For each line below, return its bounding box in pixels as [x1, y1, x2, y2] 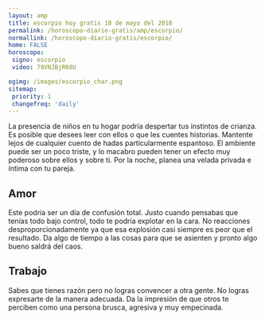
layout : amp [8, 11, 48, 20]
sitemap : [8, 85, 37, 93]
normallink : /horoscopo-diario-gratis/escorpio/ [8, 33, 173, 42]
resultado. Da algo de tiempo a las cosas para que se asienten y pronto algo [8, 233, 258, 243]
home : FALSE [8, 41, 48, 49]
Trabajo [8, 264, 48, 278]
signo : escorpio [11, 56, 66, 64]
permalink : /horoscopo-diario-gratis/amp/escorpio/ [8, 26, 183, 34]
